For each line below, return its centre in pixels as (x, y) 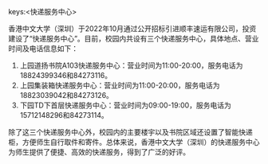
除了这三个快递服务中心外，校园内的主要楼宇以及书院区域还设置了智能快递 (130, 132)
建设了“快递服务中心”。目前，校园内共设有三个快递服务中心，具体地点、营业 (134, 39)
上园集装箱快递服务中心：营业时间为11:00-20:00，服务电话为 (120, 85)
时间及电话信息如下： (43, 49)
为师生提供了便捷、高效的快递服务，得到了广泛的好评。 (99, 152)
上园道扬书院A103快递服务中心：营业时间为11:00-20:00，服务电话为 (131, 65)
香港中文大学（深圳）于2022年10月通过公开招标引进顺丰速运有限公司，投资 (132, 29)
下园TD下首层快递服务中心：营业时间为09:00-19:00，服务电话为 (125, 105)
